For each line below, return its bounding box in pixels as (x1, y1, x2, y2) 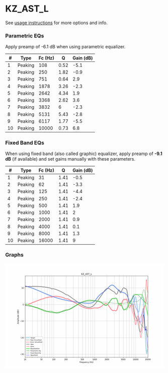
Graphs (5, 251, 24, 258)
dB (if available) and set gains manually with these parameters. (5, 156, 136, 162)
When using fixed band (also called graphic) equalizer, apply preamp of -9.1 (5, 151, 162, 157)
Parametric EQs (5, 32, 44, 39)
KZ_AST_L (5, 3, 49, 15)
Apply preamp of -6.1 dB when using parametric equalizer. (5, 44, 126, 50)
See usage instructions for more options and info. (5, 20, 108, 26)
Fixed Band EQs (5, 139, 44, 146)
